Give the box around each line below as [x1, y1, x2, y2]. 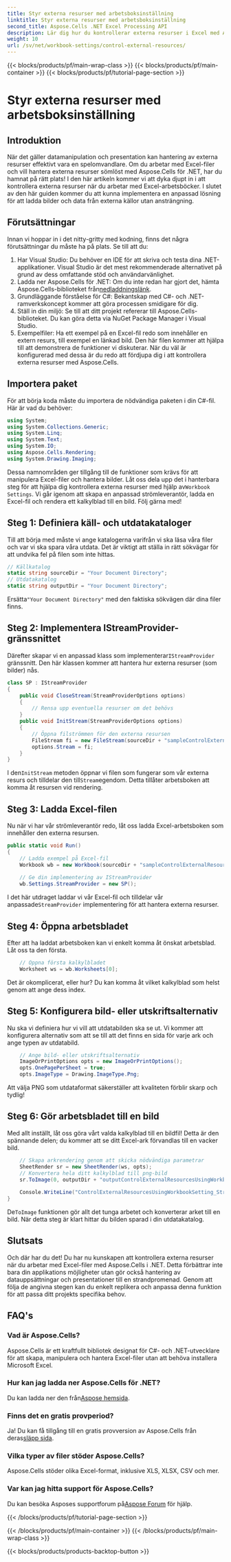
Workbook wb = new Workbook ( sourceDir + [19, 861, 137, 868]
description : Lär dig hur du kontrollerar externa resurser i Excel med [7, 29, 220, 37]
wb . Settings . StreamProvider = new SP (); [19, 881, 137, 887]
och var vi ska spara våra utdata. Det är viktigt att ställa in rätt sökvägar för [7, 542, 219, 551]
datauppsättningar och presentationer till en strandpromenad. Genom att [7, 1275, 213, 1284]
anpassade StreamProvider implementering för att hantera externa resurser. [7, 901, 219, 909]
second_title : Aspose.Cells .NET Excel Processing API [7, 23, 168, 30]
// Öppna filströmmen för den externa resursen [32, 730, 170, 737]
